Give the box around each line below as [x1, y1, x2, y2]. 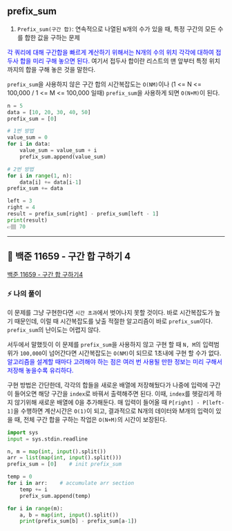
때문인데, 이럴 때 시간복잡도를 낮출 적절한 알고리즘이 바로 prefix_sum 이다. [14, 317, 213, 325]
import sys [7, 429, 39, 436]
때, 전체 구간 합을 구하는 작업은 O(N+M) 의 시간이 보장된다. [14, 415, 167, 423]
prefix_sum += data [7, 185, 64, 192]
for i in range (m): [7, 505, 64, 512]
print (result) [7, 217, 48, 224]
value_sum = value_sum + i [19, 147, 97, 154]
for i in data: [7, 141, 51, 148]
